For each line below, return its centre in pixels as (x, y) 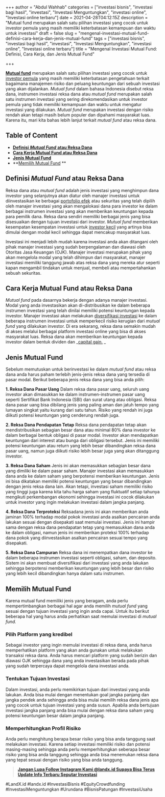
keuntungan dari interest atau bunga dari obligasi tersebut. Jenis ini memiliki (82, 441)
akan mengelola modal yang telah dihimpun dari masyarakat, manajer (76, 257)
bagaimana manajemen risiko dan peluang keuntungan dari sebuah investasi (83, 84)
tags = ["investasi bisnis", (119, 38)
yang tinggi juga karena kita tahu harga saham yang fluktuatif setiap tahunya (83, 492)
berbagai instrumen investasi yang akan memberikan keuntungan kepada (80, 211)
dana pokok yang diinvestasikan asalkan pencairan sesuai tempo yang (77, 538)
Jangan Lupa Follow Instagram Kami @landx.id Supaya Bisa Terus (86, 769)
